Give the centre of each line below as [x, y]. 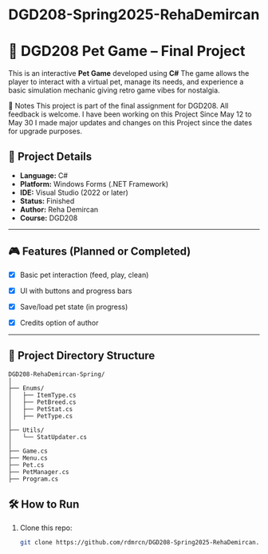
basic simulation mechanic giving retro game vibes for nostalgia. [114, 90]
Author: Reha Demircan [59, 209]
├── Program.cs [33, 479]
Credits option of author [59, 323]
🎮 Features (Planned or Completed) [100, 252]
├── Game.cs [28, 451]
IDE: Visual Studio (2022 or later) [74, 192]
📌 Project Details [50, 156]
